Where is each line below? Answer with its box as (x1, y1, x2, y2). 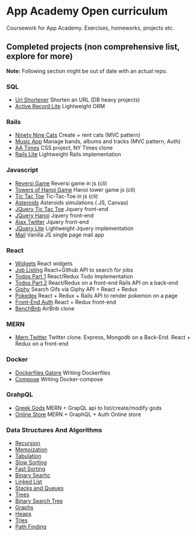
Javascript (6, 166, 39, 174)
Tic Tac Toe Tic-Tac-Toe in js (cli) (14, 192, 98, 200)
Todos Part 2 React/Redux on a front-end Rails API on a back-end (14, 279, 179, 286)
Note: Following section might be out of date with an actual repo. (6, 67, 168, 74)
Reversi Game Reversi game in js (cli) (14, 180, 107, 187)
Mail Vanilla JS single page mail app (14, 231, 104, 238)
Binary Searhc (14, 472, 51, 479)
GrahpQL (6, 390, 33, 399)
